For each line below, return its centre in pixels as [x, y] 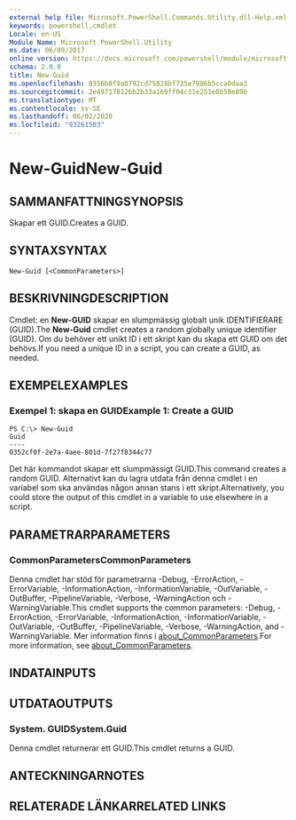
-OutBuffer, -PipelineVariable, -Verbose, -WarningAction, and [167, 626]
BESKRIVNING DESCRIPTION [89, 299]
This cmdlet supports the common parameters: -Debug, [173, 608]
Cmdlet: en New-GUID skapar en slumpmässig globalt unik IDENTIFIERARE [146, 320]
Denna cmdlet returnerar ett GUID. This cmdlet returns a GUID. [122, 748]
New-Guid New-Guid [86, 169]
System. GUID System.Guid [68, 728]
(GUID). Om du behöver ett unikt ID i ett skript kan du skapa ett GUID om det [148, 338]
